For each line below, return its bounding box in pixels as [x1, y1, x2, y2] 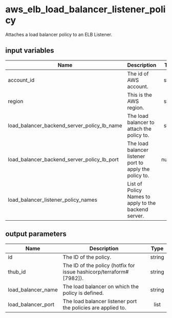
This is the [127, 91, 152, 98]
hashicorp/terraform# [76, 268, 129, 275]
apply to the [127, 199, 156, 206]
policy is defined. [62, 289, 104, 296]
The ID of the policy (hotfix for [62, 262, 135, 269]
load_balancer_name [8, 286, 58, 293]
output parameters [5, 229, 67, 239]
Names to [127, 193, 150, 200]
